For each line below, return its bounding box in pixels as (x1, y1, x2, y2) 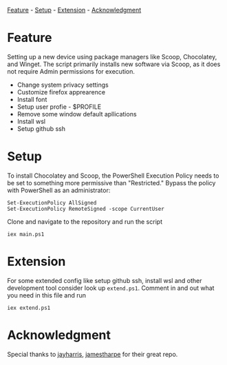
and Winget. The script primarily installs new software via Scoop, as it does (7, 60, 221, 68)
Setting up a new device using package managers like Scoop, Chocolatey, (7, 52, 217, 61)
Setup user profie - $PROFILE (17, 103, 102, 111)
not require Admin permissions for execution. (7, 67, 136, 75)
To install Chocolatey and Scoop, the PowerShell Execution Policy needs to (7, 171, 219, 180)
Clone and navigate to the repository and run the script (7, 217, 163, 226)
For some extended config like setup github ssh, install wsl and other (7, 276, 202, 284)
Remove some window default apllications (17, 109, 137, 118)
